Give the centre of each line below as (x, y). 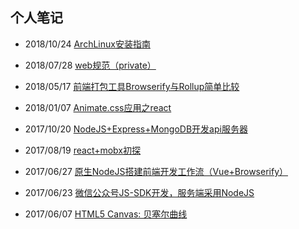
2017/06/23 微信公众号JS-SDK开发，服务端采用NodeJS (139, 192)
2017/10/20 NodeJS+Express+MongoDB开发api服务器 (136, 129)
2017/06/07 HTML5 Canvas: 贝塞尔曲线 (106, 214)
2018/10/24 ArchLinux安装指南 (87, 44)
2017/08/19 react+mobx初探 (83, 150)
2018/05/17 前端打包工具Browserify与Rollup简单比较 (132, 86)
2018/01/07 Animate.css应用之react (98, 107)
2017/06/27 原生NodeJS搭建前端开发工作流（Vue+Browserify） (156, 171)
